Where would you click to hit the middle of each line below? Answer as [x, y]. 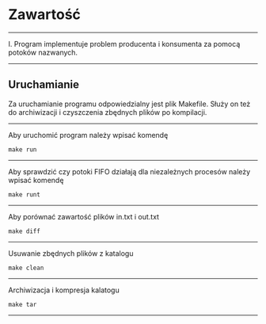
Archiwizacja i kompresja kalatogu [64, 290]
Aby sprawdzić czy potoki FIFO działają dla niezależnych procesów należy [129, 171]
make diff [25, 231]
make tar [23, 304]
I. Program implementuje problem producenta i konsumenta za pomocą [124, 44]
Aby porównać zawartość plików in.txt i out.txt [84, 216]
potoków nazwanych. [43, 52]
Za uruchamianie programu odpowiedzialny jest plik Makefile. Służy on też [129, 104]
